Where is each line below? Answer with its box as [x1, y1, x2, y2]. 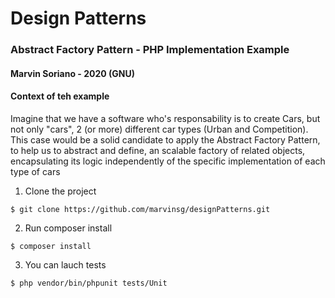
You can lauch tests [24, 258, 107, 271]
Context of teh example [10, 90, 110, 102]
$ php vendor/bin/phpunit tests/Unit [10, 278, 168, 288]
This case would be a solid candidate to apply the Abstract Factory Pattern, [10, 133, 321, 146]
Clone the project [24, 185, 97, 197]
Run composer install [24, 222, 113, 234]
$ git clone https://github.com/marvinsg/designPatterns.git [10, 204, 271, 214]
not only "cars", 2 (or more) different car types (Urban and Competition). [10, 123, 309, 135]
